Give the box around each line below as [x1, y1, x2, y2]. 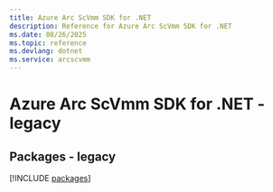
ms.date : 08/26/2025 [9, 30, 88, 39]
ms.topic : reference [9, 38, 88, 48]
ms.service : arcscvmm [9, 55, 91, 64]
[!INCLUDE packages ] [9, 173, 91, 183]
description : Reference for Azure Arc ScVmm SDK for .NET [9, 22, 232, 31]
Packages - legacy [9, 149, 116, 164]
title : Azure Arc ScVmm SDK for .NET [9, 13, 152, 23]
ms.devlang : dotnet [9, 47, 83, 56]
